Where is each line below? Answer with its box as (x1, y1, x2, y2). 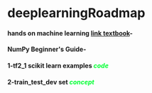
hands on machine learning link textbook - (7, 28, 133, 37)
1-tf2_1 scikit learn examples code (7, 61, 109, 70)
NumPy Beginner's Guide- (7, 45, 87, 54)
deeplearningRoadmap (7, 5, 146, 21)
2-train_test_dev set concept (7, 77, 94, 86)
